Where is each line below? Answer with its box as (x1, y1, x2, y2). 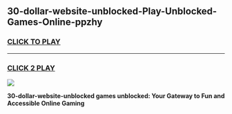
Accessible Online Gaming (7, 99, 85, 107)
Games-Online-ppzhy (7, 17, 103, 28)
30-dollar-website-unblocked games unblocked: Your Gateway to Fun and (7, 91, 225, 99)
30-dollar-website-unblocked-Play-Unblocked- (7, 6, 217, 17)
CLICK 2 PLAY (7, 63, 55, 73)
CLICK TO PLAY (7, 37, 61, 47)
